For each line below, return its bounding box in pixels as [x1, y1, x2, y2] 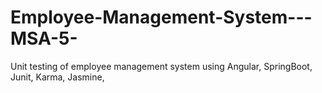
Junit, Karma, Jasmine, [10, 71, 105, 83]
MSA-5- [10, 27, 78, 50]
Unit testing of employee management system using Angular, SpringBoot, [10, 60, 313, 72]
